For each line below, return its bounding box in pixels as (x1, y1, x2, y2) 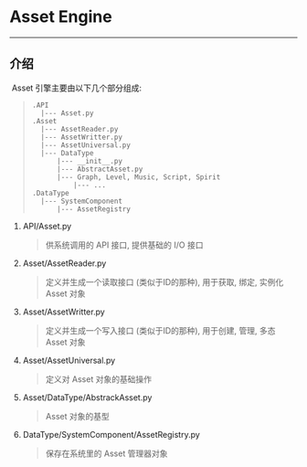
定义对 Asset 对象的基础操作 (45, 373, 153, 385)
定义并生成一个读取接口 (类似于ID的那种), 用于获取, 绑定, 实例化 (45, 276, 284, 287)
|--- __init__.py (56, 156, 123, 165)
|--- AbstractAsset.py (56, 165, 143, 174)
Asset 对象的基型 (45, 410, 110, 421)
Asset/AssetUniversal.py (22, 355, 116, 366)
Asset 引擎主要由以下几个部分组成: (11, 82, 143, 93)
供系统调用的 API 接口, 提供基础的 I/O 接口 (45, 239, 204, 250)
